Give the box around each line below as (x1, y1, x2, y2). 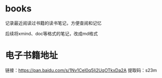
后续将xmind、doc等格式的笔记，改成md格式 (5, 30, 98, 36)
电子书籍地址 (5, 50, 58, 61)
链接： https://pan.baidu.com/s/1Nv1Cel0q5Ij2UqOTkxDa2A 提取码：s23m (5, 67, 157, 73)
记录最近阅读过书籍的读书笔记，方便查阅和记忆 (5, 20, 101, 26)
